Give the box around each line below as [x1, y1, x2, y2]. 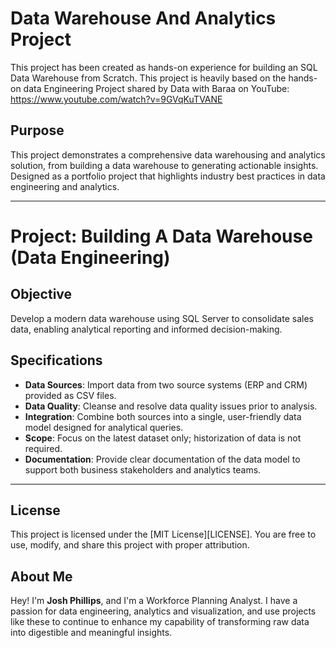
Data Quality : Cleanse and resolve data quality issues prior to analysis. [24, 400, 318, 412]
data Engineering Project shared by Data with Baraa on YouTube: [23, 82, 290, 94]
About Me [10, 568, 73, 585]
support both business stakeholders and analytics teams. [24, 463, 262, 476]
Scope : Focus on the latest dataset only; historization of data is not [24, 432, 302, 444]
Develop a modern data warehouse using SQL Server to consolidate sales [10, 312, 314, 324]
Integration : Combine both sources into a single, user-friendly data [24, 410, 302, 422]
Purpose [10, 122, 65, 139]
